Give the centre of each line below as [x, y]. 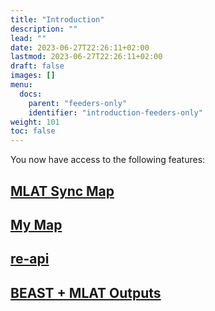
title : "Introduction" [57, 19]
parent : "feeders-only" [78, 103]
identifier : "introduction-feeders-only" [115, 112]
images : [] [33, 76]
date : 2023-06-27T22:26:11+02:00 [80, 47]
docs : [31, 94]
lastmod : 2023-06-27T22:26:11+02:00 [86, 57]
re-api [30, 259]
